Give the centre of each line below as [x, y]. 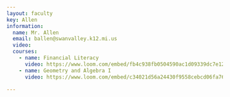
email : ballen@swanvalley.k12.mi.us [65, 39]
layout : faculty [30, 13]
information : [25, 26]
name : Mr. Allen [36, 32]
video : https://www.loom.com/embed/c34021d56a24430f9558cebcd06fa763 [126, 77]
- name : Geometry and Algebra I [65, 70]
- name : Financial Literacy [59, 58]
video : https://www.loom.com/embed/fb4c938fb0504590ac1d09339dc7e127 [126, 64]
